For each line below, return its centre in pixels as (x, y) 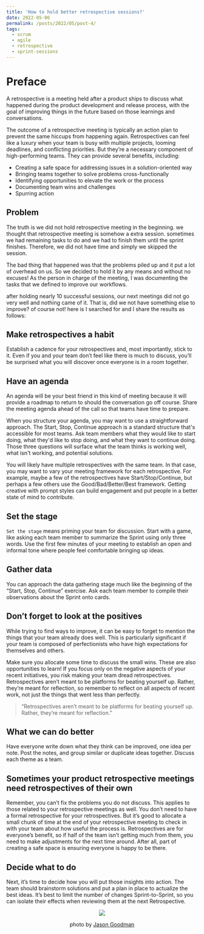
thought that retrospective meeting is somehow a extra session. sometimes (100, 233)
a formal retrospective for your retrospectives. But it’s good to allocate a (96, 816)
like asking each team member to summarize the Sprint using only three (96, 537)
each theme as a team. (35, 759)
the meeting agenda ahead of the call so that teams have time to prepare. (98, 409)
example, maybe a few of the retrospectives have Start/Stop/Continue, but (99, 478)
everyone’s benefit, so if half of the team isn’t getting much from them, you (100, 835)
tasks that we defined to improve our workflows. (67, 284)
